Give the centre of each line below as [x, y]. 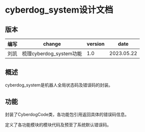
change [52, 44]
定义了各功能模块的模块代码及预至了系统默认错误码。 [58, 125]
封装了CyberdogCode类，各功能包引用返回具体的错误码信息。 [67, 114]
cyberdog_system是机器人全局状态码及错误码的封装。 [59, 85]
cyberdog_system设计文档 [59, 10]
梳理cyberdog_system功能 [52, 54]
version [96, 44]
